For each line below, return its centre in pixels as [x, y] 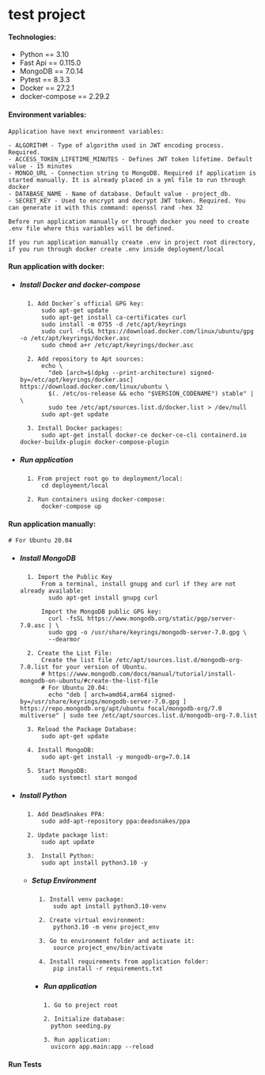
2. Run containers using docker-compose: [97, 500]
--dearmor [64, 640]
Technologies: [32, 36]
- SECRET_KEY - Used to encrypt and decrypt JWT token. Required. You [127, 201]
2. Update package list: [68, 835]
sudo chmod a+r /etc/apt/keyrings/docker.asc [117, 346]
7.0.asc [32, 626]
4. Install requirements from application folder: [124, 962]
